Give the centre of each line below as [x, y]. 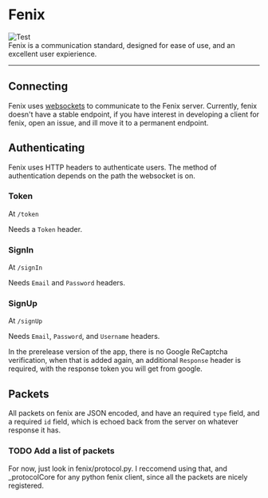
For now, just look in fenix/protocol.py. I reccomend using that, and [118, 468]
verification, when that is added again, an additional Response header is [125, 361]
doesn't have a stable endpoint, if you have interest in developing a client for [134, 114]
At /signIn [26, 267]
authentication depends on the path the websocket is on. [102, 175]
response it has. [35, 430]
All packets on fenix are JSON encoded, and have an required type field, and [134, 413]
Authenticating [47, 148]
